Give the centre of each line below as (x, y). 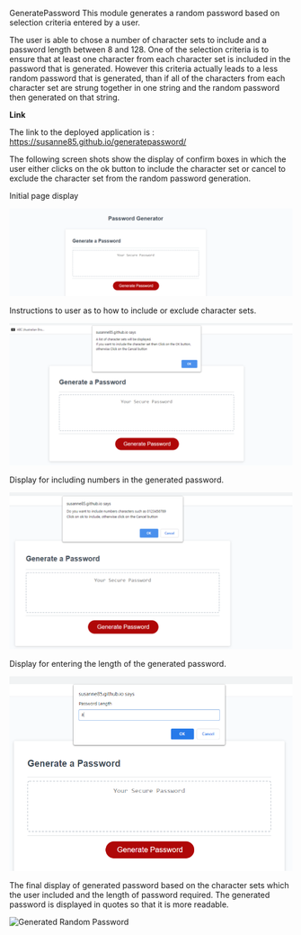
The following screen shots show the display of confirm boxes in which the (148, 159)
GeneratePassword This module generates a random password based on (145, 13)
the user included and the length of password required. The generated (140, 895)
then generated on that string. (65, 97)
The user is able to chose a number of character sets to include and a (138, 40)
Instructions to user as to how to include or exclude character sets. (133, 310)
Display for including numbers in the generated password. (117, 480)
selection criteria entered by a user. (75, 22)
